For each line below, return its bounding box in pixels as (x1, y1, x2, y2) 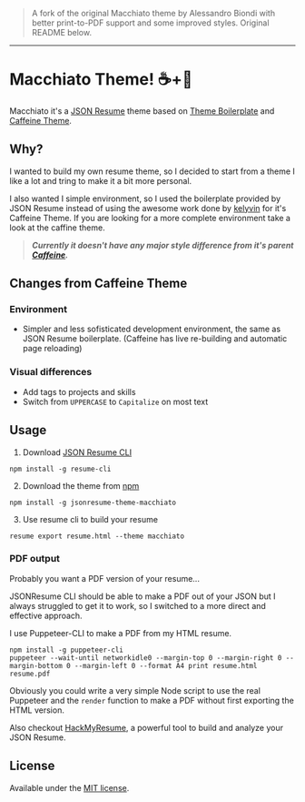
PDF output (9, 553, 61, 565)
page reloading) (22, 343, 83, 354)
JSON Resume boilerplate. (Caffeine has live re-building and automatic (22, 333, 288, 344)
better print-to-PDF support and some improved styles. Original (31, 17, 270, 28)
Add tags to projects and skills (22, 386, 136, 397)
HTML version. (9, 705, 65, 716)
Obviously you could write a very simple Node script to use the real (9, 685, 261, 695)
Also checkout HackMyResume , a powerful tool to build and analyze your (9, 722, 284, 733)
